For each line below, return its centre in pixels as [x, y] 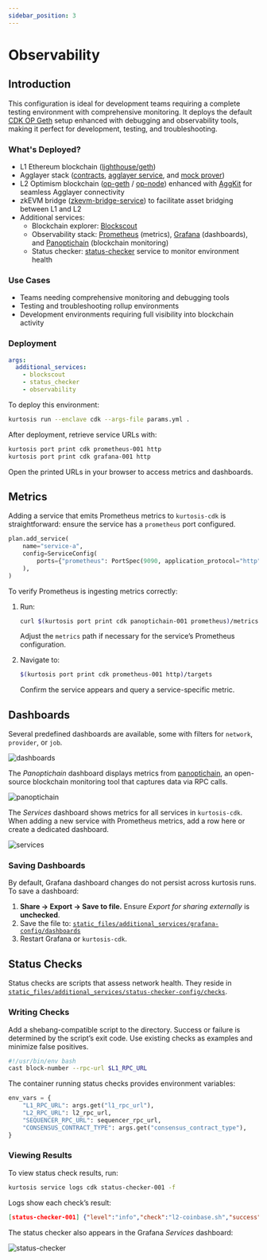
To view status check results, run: [64, 1172]
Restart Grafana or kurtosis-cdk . [73, 939]
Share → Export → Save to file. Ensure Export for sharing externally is [135, 907]
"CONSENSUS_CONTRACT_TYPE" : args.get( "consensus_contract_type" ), [135, 1128]
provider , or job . [35, 743]
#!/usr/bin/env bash [43, 1061]
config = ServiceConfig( [60, 554]
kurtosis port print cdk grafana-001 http [79, 457]
